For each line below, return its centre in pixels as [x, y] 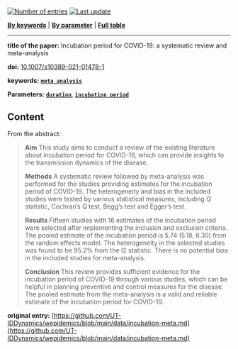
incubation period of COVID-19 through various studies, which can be [126, 279]
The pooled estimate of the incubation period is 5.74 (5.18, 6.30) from [125, 235]
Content [26, 117]
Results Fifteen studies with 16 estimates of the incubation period [120, 220]
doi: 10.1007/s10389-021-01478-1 [56, 67]
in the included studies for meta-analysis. [85, 258]
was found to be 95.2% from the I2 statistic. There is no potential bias [126, 250]
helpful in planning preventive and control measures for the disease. [124, 287]
